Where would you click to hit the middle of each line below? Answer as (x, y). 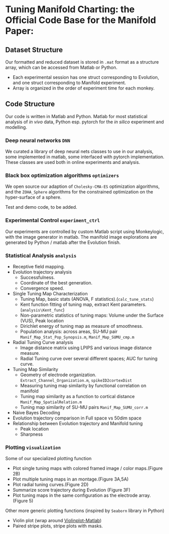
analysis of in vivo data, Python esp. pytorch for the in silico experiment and (84, 122)
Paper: (20, 31)
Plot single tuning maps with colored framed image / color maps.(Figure (88, 468)
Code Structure (30, 104)
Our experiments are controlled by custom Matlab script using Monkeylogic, (84, 231)
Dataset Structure (34, 50)
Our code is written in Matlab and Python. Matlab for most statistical (76, 116)
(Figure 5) (23, 501)
